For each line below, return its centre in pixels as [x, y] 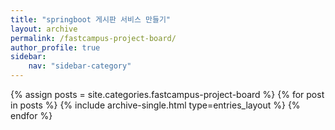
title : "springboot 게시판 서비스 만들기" [90, 19]
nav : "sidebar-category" [80, 66]
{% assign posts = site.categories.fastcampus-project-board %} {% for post [167, 94]
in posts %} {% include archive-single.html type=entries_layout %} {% [155, 105]
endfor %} [31, 115]
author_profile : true [55, 47]
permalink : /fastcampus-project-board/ [93, 38]
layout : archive [44, 29]
